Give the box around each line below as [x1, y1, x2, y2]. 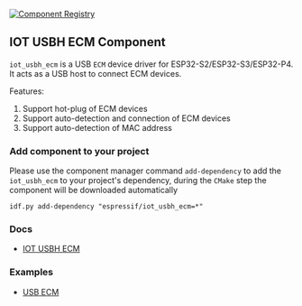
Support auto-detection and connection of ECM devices [22, 113, 232, 124]
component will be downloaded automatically [9, 185, 178, 196]
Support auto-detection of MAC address [22, 122, 173, 133]
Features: [9, 86, 45, 97]
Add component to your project [9, 144, 150, 157]
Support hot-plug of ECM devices [22, 103, 148, 114]
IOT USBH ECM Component [9, 34, 166, 50]
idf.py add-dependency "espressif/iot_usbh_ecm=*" [9, 202, 204, 211]
